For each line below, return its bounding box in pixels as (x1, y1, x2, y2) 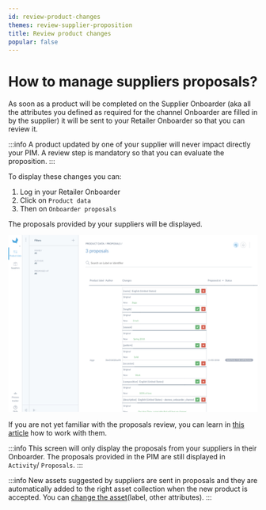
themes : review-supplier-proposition (8, 21, 133, 29)
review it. (8, 124, 38, 134)
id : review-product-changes (8, 13, 101, 21)
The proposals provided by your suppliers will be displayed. (8, 219, 203, 229)
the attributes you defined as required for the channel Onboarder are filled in (8, 108, 258, 117)
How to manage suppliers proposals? (8, 73, 258, 91)
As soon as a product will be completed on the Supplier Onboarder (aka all (8, 99, 251, 108)
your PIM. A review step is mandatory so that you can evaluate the (8, 148, 225, 158)
